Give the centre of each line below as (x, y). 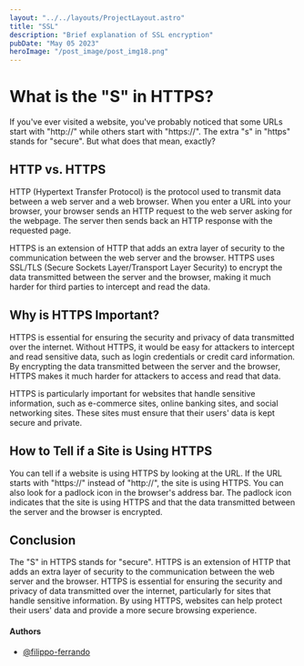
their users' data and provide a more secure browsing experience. (133, 610)
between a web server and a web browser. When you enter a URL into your (150, 201)
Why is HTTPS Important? (85, 315)
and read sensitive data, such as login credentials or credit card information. (152, 357)
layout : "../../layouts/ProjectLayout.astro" (97, 18)
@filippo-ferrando (56, 651)
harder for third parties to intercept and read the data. (110, 287)
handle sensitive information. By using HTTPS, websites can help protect (146, 600)
